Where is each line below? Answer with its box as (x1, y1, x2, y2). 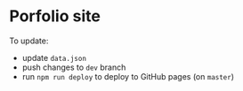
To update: (9, 35, 49, 46)
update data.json (21, 52, 87, 63)
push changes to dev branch (21, 62, 126, 72)
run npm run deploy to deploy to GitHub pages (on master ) (21, 71, 234, 81)
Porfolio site (9, 6, 101, 27)
